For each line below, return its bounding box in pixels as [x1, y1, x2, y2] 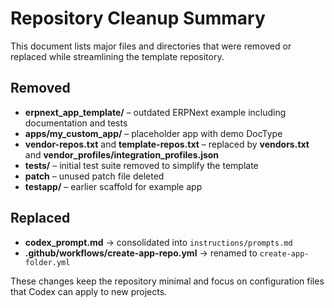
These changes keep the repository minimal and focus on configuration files [10, 275, 325, 287]
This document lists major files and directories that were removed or [10, 40, 292, 52]
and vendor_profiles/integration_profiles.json [24, 148, 220, 161]
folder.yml [24, 257, 71, 267]
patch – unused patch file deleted [24, 170, 165, 182]
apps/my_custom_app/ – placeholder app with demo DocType [24, 127, 283, 139]
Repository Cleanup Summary [10, 7, 266, 30]
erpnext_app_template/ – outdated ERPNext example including [24, 106, 287, 118]
